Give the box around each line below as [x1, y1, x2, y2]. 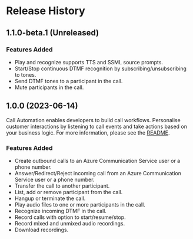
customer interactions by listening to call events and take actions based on [6, 123, 187, 130]
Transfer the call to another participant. [14, 182, 110, 189]
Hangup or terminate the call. [14, 195, 86, 202]
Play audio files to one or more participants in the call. [14, 201, 145, 208]
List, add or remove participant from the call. [14, 188, 123, 195]
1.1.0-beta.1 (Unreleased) [6, 28, 99, 38]
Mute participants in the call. [14, 84, 84, 91]
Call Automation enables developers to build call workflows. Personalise [6, 116, 181, 123]
